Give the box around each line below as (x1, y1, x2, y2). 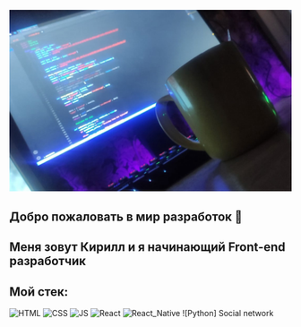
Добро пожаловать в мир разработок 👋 (9, 209, 244, 224)
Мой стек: (9, 284, 69, 299)
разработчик (9, 254, 87, 269)
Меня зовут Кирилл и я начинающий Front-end (9, 239, 286, 255)
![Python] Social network (182, 307, 274, 318)
